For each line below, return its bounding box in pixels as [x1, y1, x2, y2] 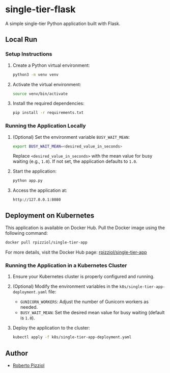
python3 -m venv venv [12, 72, 59, 77]
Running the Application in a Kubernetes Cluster [5, 262, 127, 269]
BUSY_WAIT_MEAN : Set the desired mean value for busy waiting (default [20, 310, 165, 316]
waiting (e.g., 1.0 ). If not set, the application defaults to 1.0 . [12, 158, 137, 164]
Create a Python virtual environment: [12, 62, 90, 68]
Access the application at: [12, 187, 68, 193]
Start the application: [12, 168, 57, 175]
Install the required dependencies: [12, 101, 85, 107]
